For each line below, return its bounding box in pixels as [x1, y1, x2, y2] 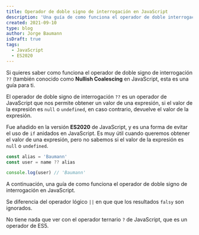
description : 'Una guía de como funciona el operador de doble [6, 14, 166, 20]
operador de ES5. [6, 223, 49, 230]
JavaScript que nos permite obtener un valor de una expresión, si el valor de [6, 99, 193, 107]
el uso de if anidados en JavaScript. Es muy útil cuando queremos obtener [6, 130, 190, 137]
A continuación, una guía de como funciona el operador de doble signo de [6, 181, 188, 188]
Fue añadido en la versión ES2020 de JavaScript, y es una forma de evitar [6, 123, 188, 130]
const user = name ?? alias [6, 159, 76, 165]
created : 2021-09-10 [6, 20, 57, 25]
